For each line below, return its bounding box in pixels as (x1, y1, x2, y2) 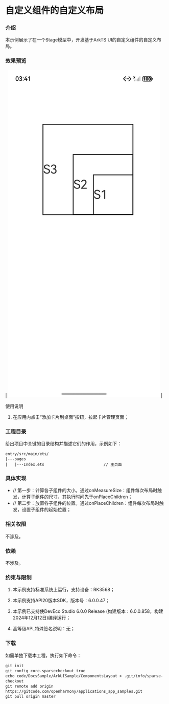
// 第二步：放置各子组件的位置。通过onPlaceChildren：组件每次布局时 (12, 500, 160, 506)
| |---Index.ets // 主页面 (5, 462, 122, 467)
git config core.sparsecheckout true (5, 668, 86, 673)
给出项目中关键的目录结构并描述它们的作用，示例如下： (5, 441, 122, 447)
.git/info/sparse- (124, 673, 163, 678)
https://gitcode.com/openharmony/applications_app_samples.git (5, 689, 143, 694)
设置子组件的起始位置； (21, 506, 71, 513)
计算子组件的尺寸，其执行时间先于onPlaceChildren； (21, 494, 133, 500)
